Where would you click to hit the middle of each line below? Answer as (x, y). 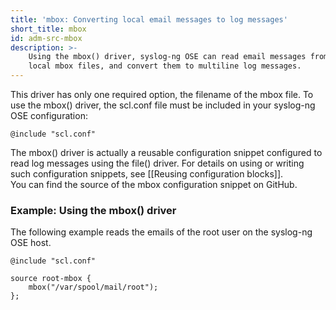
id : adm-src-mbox (46, 38)
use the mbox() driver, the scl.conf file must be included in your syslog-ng (163, 105)
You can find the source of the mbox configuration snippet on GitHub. (154, 184)
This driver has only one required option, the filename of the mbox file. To (162, 94)
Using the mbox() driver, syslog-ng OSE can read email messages (167, 57)
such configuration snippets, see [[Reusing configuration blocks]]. (147, 174)
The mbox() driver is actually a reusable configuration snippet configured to (166, 152)
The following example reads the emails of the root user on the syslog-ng (161, 232)
